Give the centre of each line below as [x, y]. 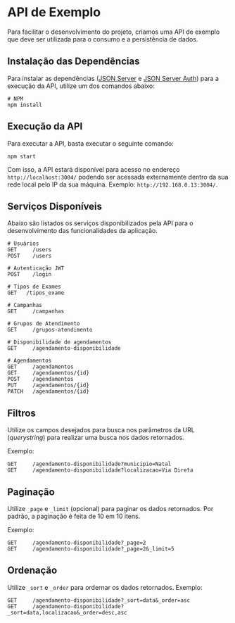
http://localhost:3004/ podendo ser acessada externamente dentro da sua [118, 177]
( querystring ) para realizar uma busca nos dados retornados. [96, 438]
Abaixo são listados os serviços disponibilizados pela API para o [100, 223]
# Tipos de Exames [34, 287]
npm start [22, 156]
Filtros [22, 413]
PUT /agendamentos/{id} [49, 385]
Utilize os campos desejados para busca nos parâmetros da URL [101, 430]
